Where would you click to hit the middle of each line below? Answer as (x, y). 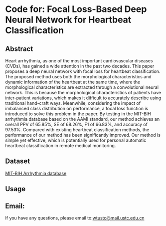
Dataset (18, 161)
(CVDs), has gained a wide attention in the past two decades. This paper (80, 66)
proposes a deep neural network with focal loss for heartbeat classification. (83, 71)
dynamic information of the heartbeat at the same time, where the (73, 82)
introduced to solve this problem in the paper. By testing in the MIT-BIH (78, 114)
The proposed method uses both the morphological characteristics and (79, 77)
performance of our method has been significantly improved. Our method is (83, 135)
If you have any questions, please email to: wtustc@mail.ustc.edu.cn (75, 218)
